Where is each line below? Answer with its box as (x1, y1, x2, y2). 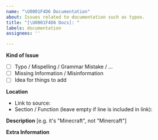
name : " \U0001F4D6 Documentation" (6, 8, 91, 15)
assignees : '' (6, 31, 41, 36)
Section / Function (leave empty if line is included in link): (14, 106, 153, 113)
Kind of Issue (6, 52, 39, 59)
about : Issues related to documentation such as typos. (6, 14, 145, 20)
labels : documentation (6, 25, 61, 31)
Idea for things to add (14, 76, 67, 84)
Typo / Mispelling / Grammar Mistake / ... (14, 63, 113, 71)
